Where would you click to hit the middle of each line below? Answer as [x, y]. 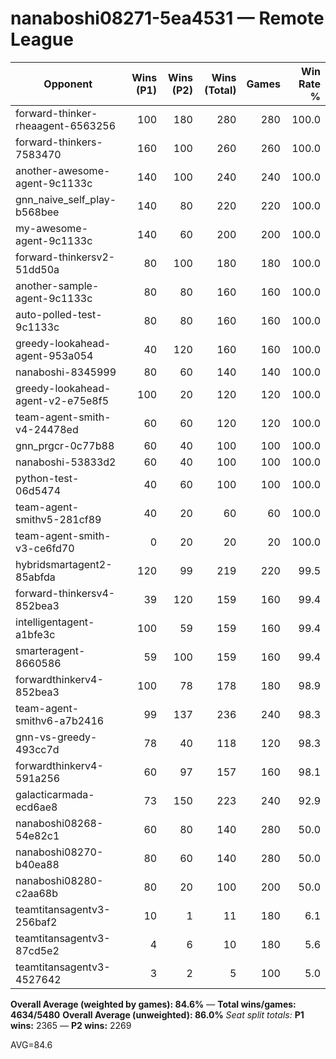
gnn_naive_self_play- [66, 199]
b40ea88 [37, 864]
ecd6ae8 [36, 807]
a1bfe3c [35, 634]
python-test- [47, 478]
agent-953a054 [54, 355]
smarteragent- [50, 650]
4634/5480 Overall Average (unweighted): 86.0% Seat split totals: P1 [157, 1014]
